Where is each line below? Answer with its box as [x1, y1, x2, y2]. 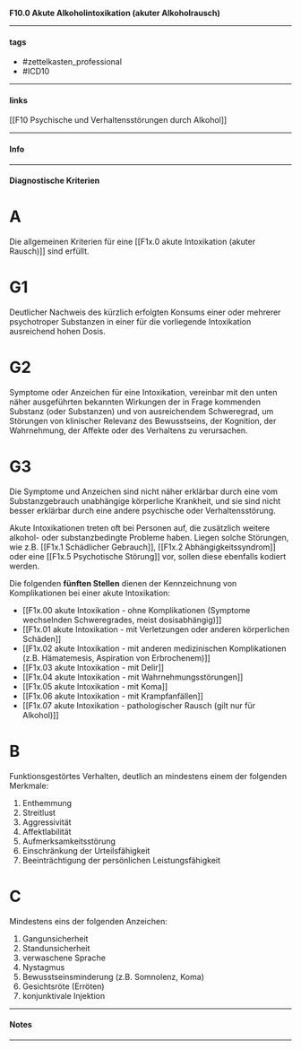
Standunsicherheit [21, 942, 90, 953]
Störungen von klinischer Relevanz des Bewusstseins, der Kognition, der [9, 416, 277, 427]
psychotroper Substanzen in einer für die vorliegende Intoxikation [9, 317, 252, 327]
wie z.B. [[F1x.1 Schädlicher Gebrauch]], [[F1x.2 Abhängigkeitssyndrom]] [9, 542, 276, 552]
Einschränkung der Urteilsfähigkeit [21, 845, 150, 855]
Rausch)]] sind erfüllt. [9, 246, 90, 256]
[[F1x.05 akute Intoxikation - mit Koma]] [21, 681, 168, 691]
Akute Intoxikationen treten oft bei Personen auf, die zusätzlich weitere [9, 522, 271, 533]
